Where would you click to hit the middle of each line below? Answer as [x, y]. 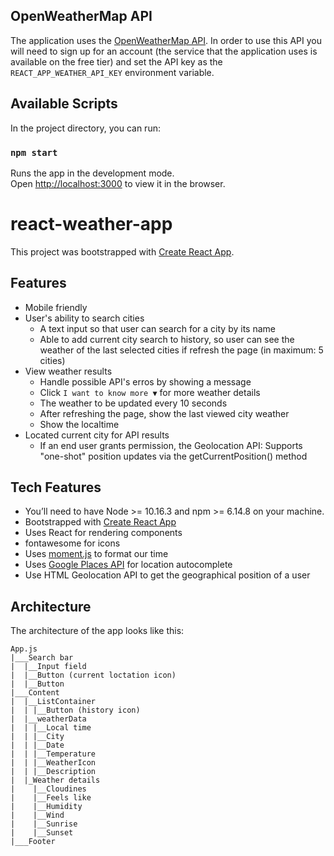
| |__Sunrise [44, 824]
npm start [34, 152]
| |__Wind [37, 815]
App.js [24, 649]
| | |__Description [53, 772]
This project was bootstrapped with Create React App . [122, 251]
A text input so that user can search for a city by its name [157, 328]
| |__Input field [48, 667]
